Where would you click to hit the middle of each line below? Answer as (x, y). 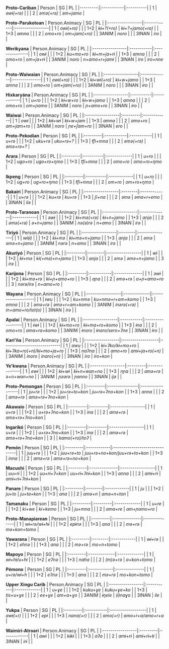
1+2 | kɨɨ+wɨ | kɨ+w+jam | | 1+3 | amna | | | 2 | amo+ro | (94, 120)
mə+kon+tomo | (22, 529)
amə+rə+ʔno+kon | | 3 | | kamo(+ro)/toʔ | (49, 438)
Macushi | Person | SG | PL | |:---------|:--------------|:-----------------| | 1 (84, 468)
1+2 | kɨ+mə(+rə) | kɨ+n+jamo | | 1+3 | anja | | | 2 (114, 217)
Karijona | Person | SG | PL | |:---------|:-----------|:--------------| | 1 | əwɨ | (85, 273)
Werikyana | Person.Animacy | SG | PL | (47, 49)
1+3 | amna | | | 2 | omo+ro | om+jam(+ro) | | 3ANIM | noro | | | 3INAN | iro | (84, 33)
